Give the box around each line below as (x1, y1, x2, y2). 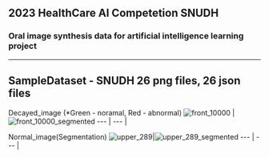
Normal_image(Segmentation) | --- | (8, 132, 255, 141)
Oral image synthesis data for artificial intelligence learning (8, 30, 244, 42)
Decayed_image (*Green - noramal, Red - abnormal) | (8, 107, 235, 117)
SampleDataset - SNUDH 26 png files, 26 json (8, 74, 241, 87)
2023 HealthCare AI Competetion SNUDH (8, 6, 219, 20)
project (8, 40, 38, 51)
